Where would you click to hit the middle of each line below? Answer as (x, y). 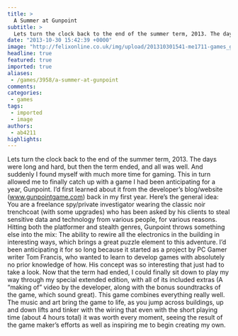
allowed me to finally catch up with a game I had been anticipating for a (112, 182)
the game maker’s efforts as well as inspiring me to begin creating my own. (117, 325)
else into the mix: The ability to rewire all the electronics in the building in (113, 235)
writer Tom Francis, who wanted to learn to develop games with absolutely (116, 257)
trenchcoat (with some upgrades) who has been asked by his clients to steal (119, 212)
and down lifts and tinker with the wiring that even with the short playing (113, 310)
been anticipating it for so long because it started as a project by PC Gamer (117, 250)
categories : (25, 93)
